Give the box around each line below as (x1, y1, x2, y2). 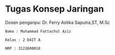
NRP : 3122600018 (5, 46, 41, 51)
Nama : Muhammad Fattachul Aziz (5, 29, 71, 34)
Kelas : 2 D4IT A (5, 37, 41, 42)
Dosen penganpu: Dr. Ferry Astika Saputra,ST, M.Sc (5, 19, 110, 25)
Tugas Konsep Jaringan (5, 3, 104, 15)
